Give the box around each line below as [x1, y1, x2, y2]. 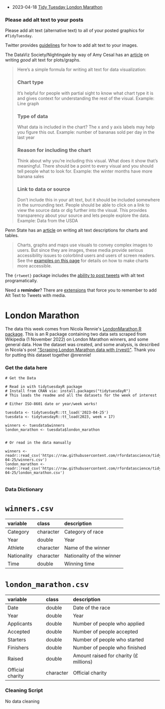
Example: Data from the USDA [17, 218, 78, 224]
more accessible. [17, 263, 52, 269]
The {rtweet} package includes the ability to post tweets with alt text [5, 272, 145, 278]
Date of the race [73, 604, 110, 611]
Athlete [7, 544, 25, 551]
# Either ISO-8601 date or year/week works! [5, 401, 98, 406]
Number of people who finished [73, 644, 146, 651]
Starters [7, 636, 26, 643]
